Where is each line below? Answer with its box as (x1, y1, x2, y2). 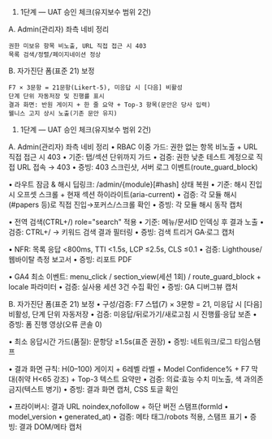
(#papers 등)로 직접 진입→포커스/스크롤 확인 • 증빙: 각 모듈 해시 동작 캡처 (8, 200, 243, 209)
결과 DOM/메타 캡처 (19, 422, 83, 432)
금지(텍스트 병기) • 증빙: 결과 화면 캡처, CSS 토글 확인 (8, 385, 179, 394)
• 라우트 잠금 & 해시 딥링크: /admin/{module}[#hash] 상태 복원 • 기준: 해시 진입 (8, 179, 262, 189)
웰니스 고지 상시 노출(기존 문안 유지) (8, 110, 118, 118)
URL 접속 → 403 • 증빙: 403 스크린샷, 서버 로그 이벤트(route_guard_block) (16, 162, 258, 172)
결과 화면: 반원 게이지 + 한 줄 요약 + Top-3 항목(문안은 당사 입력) (8, 101, 211, 109)
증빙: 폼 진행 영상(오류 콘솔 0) (8, 320, 103, 329)
